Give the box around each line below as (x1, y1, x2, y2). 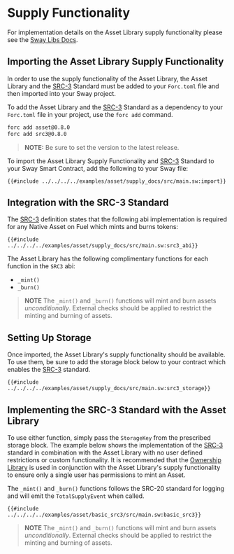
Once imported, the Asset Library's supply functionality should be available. (7, 350, 226, 359)
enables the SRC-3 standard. (7, 366, 91, 374)
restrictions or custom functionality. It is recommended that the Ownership (7, 455, 222, 464)
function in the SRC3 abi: (7, 262, 75, 270)
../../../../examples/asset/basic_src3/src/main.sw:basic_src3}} (7, 511, 201, 518)
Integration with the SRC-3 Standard (7, 196, 169, 208)
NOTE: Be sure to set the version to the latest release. (24, 143, 180, 151)
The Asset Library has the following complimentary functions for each (7, 254, 209, 263)
